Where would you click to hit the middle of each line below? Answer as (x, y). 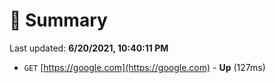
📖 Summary (58, 20)
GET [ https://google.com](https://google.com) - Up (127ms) (144, 67)
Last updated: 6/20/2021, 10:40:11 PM (89, 48)
